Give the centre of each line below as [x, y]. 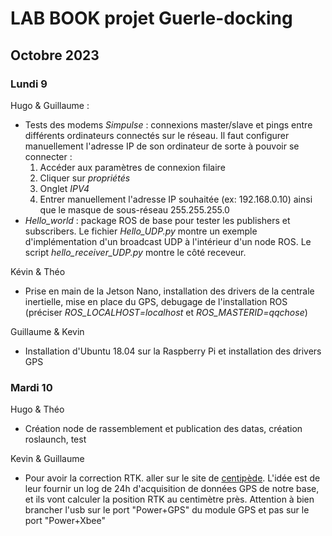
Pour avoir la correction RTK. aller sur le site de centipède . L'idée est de [172, 478]
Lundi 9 [29, 84]
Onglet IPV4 [64, 188]
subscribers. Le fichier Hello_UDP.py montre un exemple [141, 231]
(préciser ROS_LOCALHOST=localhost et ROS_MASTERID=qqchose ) [166, 312]
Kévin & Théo [38, 271]
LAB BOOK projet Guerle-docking [151, 18]
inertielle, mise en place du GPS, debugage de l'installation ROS [156, 301]
